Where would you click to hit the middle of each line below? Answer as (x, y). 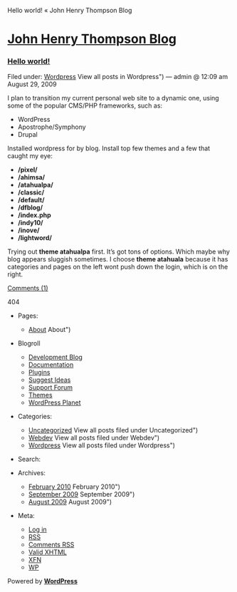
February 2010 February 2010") (74, 487)
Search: (29, 459)
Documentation (51, 365)
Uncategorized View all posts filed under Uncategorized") (113, 430)
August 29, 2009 (32, 84)
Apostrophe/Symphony (52, 127)
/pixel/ (27, 170)
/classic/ (31, 192)
